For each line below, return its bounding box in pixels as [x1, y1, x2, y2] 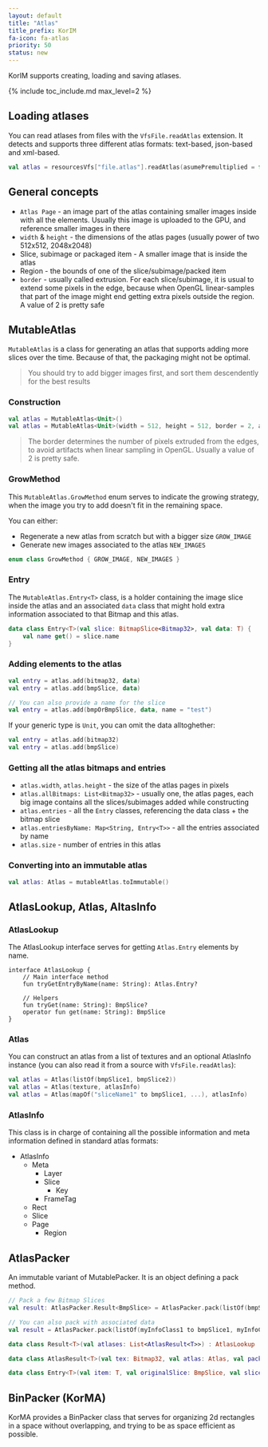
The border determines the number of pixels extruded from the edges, [27, 436, 259, 446]
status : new [8, 49, 48, 57]
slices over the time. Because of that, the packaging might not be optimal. [8, 353, 251, 362]
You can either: [8, 516, 58, 525]
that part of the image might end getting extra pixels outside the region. [19, 291, 255, 301]
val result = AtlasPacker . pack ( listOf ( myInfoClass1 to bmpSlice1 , [8, 1325, 234, 1333]
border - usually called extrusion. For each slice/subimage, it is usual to [19, 274, 254, 284]
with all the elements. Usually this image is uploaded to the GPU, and [19, 215, 246, 225]
